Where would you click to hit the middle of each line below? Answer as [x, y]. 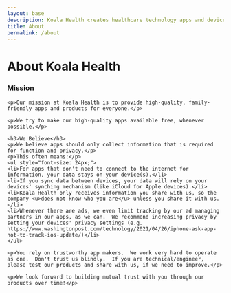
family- [200, 102]
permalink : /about [33, 33]
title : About [26, 26]
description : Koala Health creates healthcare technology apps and [106, 20]
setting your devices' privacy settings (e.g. [75, 223]
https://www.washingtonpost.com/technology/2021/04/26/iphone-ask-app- [112, 229]
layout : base [26, 13]
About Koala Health [64, 67]
